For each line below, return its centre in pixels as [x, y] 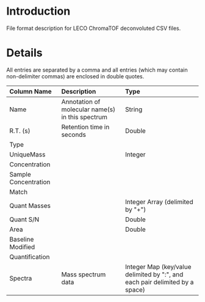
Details [24, 53]
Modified [22, 247]
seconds [74, 134]
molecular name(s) [88, 109]
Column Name [31, 91]
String [134, 109]
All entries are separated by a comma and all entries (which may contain [97, 70]
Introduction [38, 11]
